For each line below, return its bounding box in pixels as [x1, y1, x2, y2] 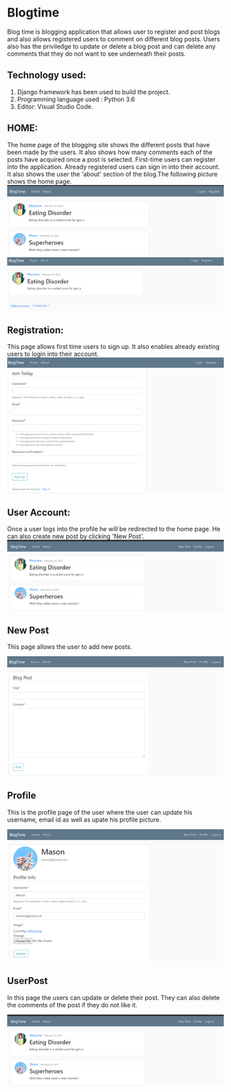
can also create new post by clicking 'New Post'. [7, 532, 144, 541]
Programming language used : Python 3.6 [16, 95, 135, 103]
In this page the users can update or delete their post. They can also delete [7, 993, 220, 1002]
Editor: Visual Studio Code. [16, 102, 93, 111]
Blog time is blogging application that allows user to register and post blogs [7, 28, 221, 36]
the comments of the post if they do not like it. [7, 1000, 137, 1009]
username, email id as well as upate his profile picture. [7, 815, 162, 824]
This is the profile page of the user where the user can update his [7, 808, 192, 816]
